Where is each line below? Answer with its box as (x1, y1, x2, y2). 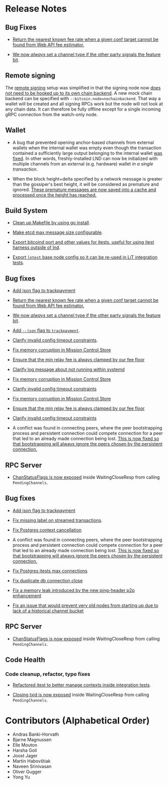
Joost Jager (12, 753, 38, 759)
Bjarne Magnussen (12, 737, 52, 743)
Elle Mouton (12, 742, 38, 748)
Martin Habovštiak (12, 758, 51, 764)
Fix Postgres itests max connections (12, 568, 88, 574)
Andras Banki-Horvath (12, 731, 59, 737)
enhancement (12, 592, 42, 598)
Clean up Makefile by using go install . (12, 220, 91, 226)
